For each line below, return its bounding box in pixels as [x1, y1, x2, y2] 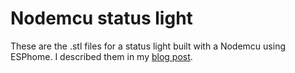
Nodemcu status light [10, 7, 193, 30]
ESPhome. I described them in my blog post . [10, 50, 193, 62]
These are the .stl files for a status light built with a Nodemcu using [10, 40, 286, 52]
